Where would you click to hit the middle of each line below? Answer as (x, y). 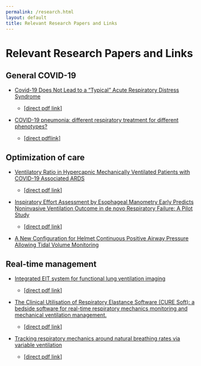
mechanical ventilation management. (60, 315)
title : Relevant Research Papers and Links (62, 23)
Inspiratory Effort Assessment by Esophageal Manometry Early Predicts (104, 202)
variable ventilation (38, 345)
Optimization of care (45, 158)
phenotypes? (31, 127)
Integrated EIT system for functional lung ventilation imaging (90, 279)
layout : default (26, 18)
